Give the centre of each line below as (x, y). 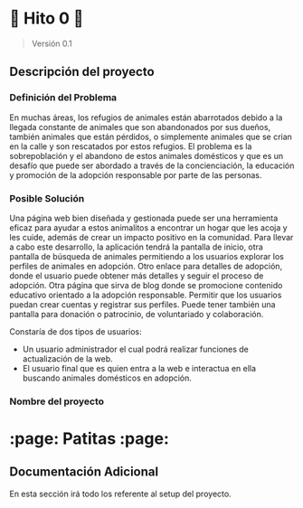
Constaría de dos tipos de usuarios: (76, 331)
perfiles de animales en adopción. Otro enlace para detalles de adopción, (146, 266)
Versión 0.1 (52, 43)
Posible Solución (47, 198)
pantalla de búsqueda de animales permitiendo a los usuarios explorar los (147, 256)
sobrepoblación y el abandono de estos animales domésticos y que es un (147, 155)
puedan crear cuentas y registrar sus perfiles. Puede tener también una (142, 304)
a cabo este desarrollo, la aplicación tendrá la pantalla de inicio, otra (137, 247)
